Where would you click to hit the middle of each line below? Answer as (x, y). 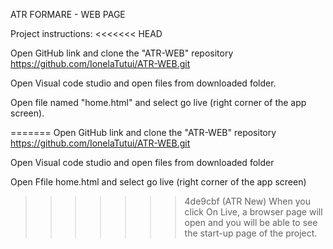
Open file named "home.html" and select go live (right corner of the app (158, 102)
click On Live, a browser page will (253, 212)
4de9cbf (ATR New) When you (247, 201)
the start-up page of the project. (251, 233)
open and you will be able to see (251, 222)
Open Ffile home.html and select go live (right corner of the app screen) (158, 182)
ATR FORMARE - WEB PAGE (68, 14)
